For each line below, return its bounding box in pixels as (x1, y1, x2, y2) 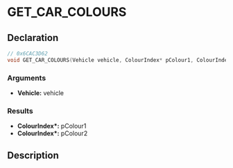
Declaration (7, 32, 59, 44)
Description (7, 149, 59, 161)
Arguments (7, 73, 46, 83)
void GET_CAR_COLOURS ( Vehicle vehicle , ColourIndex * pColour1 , (7, 56, 194, 63)
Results (7, 106, 33, 115)
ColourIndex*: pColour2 (17, 129, 88, 137)
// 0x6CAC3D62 (7, 50, 49, 57)
